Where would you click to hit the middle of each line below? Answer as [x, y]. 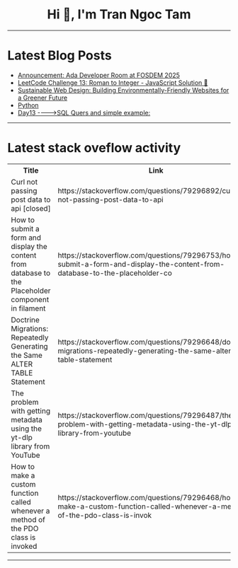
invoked [24, 546]
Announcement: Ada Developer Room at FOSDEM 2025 [99, 75]
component [30, 299]
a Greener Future [42, 98]
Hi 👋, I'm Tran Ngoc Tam [119, 15]
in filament [28, 308]
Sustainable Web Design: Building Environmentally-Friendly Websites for [123, 90]
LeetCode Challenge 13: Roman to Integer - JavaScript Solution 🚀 [113, 82]
